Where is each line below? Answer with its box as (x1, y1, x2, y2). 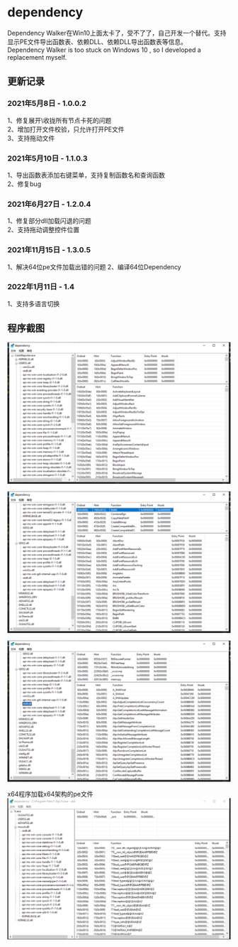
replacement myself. (7, 53, 67, 61)
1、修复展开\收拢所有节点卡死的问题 (7, 116, 112, 124)
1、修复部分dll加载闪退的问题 (7, 217, 92, 225)
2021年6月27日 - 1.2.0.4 (7, 199, 91, 209)
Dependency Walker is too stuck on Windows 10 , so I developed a (7, 45, 202, 54)
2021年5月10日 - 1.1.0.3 (7, 153, 88, 163)
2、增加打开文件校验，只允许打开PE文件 (7, 125, 125, 134)
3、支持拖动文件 (7, 134, 55, 142)
